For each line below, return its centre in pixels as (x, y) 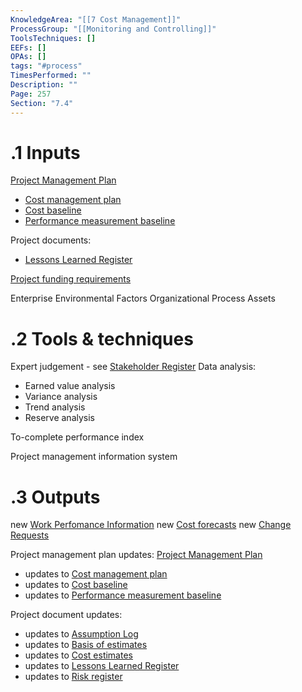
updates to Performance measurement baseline (123, 595)
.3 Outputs (55, 497)
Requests (30, 535)
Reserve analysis (59, 418)
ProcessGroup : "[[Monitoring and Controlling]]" (113, 29)
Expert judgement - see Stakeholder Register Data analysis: (133, 367)
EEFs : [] (28, 47)
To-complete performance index (77, 437)
